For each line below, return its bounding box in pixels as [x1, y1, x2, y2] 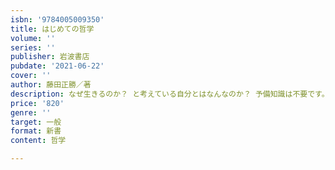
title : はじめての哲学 [10, 24, 95, 34]
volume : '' [10, 33, 56, 43]
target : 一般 [10, 117, 62, 127]
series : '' [10, 42, 56, 53]
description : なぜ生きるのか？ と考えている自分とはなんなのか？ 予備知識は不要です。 [10, 89, 330, 99]
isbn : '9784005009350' [10, 14, 105, 25]
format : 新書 [10, 126, 62, 136]
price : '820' [10, 98, 65, 108]
